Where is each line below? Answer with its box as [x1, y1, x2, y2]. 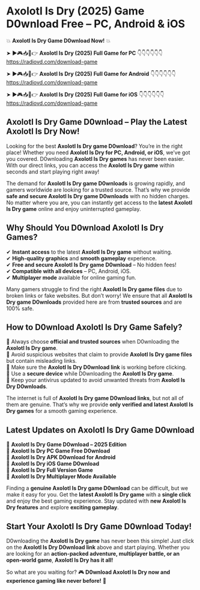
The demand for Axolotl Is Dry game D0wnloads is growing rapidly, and [6, 180, 185, 187]
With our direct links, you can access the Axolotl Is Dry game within [6, 162, 175, 169]
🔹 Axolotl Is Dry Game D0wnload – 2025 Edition [6, 441, 127, 448]
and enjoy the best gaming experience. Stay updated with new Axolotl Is [6, 497, 187, 504]
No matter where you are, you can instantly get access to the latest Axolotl [6, 199, 193, 206]
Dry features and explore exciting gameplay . [6, 504, 119, 511]
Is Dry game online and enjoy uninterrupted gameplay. [6, 205, 141, 212]
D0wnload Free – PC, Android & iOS [6, 17, 185, 31]
